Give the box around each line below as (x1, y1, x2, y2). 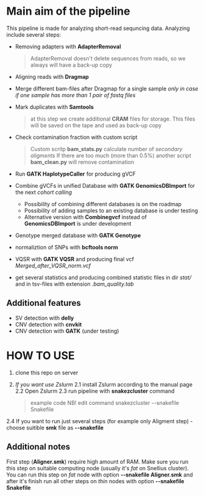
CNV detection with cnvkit (15, 320, 82, 328)
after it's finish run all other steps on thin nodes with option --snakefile (6, 477, 185, 484)
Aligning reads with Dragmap (15, 73, 90, 80)
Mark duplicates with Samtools (15, 103, 94, 111)
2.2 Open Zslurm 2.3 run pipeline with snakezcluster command (15, 387, 175, 394)
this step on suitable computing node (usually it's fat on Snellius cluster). (6, 464, 189, 472)
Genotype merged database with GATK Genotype (15, 231, 141, 239)
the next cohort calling (15, 188, 72, 196)
